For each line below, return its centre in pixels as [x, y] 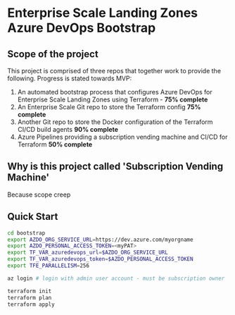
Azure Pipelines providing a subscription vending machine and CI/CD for [122, 137]
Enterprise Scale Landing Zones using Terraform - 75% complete [113, 99]
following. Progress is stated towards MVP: [70, 78]
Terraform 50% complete [55, 144]
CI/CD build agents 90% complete [68, 129]
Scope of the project [53, 54]
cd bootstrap [26, 233]
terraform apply [31, 304]
